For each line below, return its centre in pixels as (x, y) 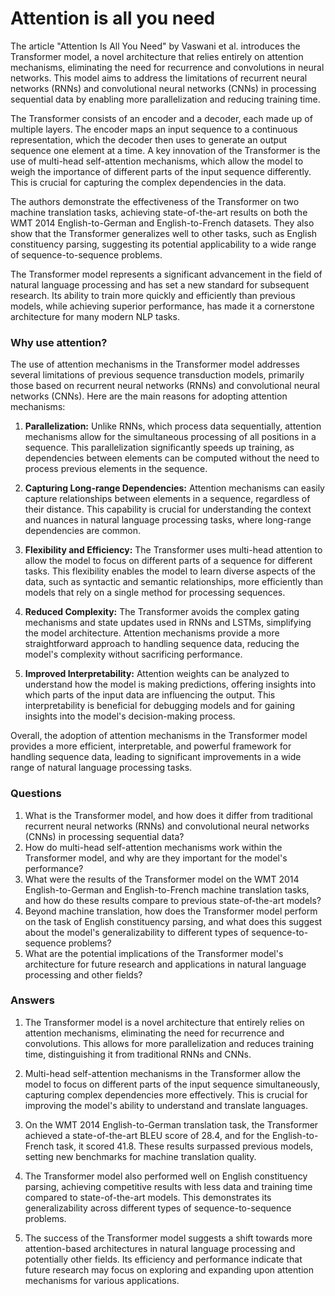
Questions (36, 794)
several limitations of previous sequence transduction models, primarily (157, 375)
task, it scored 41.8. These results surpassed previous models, (185, 1146)
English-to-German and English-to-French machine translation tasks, (167, 889)
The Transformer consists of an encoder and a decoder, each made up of (161, 118)
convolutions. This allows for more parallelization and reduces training (169, 1043)
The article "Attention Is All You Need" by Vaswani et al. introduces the (155, 46)
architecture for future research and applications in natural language (165, 964)
